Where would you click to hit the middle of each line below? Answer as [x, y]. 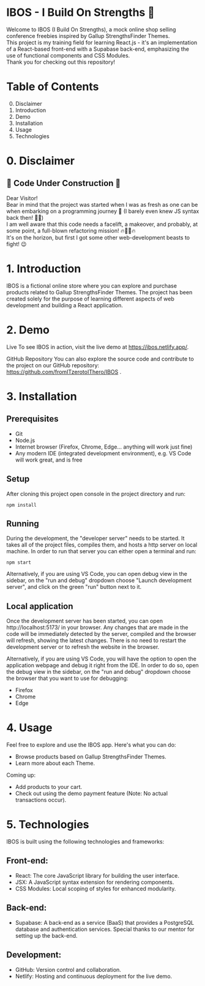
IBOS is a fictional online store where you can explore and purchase [92, 286]
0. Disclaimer [41, 161]
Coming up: [21, 775]
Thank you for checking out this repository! [61, 62]
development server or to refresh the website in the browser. [83, 647]
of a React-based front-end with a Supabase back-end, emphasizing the [98, 49]
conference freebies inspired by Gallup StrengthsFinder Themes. [88, 35]
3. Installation [42, 396]
